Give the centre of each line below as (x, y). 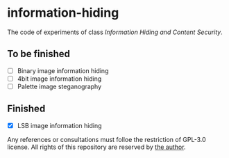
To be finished (39, 54)
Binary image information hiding (63, 70)
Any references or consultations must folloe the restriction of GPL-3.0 (107, 139)
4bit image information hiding (59, 79)
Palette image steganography (59, 86)
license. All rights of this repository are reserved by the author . (96, 147)
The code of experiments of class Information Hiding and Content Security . (115, 32)
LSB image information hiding (59, 125)
